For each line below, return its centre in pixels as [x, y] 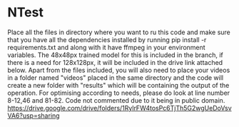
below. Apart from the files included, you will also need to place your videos [119, 70]
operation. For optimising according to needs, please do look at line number [119, 93]
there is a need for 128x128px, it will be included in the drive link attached [115, 62]
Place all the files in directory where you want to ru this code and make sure [119, 32]
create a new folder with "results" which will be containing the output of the [118, 85]
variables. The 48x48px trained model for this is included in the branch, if [115, 55]
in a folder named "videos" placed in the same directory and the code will [115, 77]
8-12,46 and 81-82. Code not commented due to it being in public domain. [116, 100]
